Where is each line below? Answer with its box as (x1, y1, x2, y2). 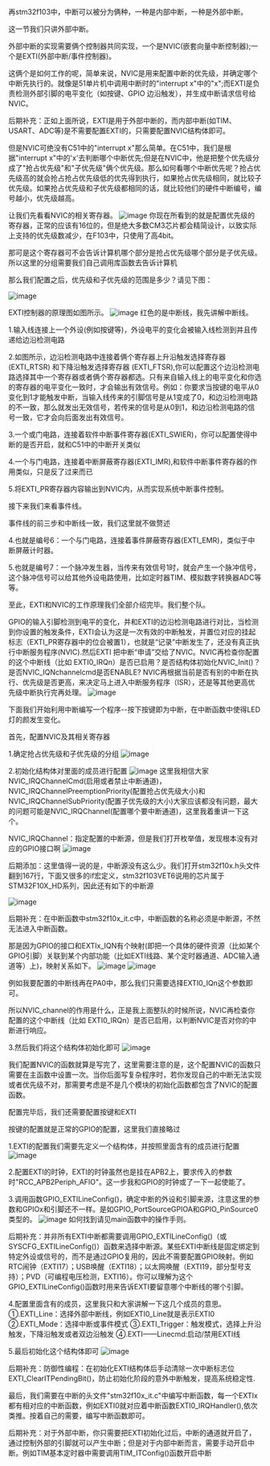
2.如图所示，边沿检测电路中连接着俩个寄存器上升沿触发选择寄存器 (8, 352, 227, 361)
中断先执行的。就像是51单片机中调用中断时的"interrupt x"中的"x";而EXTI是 (8, 79, 253, 88)
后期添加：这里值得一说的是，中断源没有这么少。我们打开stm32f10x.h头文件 (8, 861, 261, 870)
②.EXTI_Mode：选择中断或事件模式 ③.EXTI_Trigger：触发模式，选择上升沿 (8, 1319, 262, 1328)
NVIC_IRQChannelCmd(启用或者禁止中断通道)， (8, 776, 166, 786)
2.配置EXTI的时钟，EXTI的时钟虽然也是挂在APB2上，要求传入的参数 (8, 1167, 233, 1177)
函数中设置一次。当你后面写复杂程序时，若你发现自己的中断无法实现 (35, 1070, 262, 1079)
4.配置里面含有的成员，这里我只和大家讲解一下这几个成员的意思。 (8, 1299, 227, 1308)
